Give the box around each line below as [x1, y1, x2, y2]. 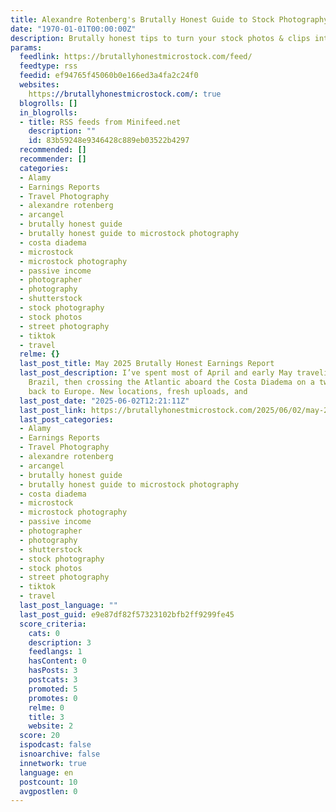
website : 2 [28, 721, 74, 731]
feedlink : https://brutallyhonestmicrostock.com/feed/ [19, 52, 253, 62]
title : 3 [28, 712, 65, 722]
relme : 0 [28, 702, 65, 713]
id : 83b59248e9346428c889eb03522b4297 [28, 136, 190, 146]
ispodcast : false [19, 740, 92, 750]
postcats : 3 [28, 675, 78, 685]
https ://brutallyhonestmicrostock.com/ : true [28, 89, 222, 99]
